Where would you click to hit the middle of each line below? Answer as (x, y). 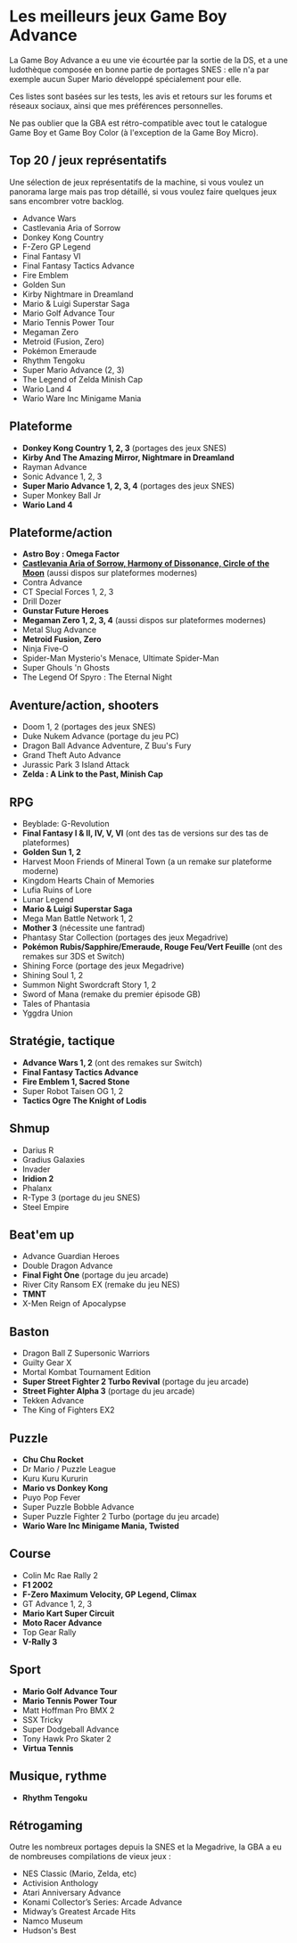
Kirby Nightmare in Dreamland (78, 294)
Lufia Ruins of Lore (57, 890)
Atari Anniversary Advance (71, 1893)
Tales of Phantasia (56, 1004)
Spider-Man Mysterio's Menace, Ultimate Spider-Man (120, 658)
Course (30, 1554)
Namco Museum (52, 1921)
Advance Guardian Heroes (71, 1256)
